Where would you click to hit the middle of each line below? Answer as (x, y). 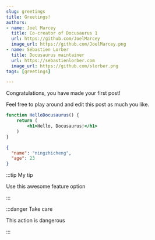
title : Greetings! (28, 17)
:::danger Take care (29, 209)
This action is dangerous (36, 221)
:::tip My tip (20, 175)
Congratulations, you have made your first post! (63, 93)
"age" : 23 (23, 159)
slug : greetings (26, 11)
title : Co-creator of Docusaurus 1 (54, 33)
